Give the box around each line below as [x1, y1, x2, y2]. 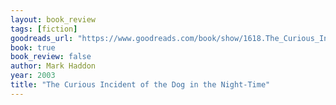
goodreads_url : [10, 33, 74, 43]
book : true [10, 42, 56, 53]
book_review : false [10, 52, 92, 62]
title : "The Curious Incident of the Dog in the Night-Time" [10, 80, 271, 90]
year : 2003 [10, 71, 56, 81]
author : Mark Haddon [10, 61, 97, 71]
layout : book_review [10, 14, 97, 25]
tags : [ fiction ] [10, 24, 78, 34]
